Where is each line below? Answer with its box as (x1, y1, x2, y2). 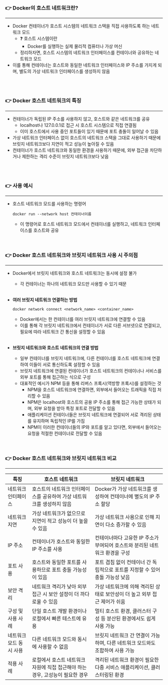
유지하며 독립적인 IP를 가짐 (32, 418, 85, 424)
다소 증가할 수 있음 (105, 521, 146, 528)
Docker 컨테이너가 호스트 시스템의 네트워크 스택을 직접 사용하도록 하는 (12, 23, 150, 29)
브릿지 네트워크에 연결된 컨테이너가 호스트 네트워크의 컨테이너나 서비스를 (19, 368, 162, 374)
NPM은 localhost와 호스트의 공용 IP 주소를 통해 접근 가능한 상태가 (27, 399, 156, 405)
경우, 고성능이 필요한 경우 (31, 671, 88, 678)
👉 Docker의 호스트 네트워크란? (5, 4, 78, 11)
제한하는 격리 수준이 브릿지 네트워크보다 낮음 (21, 153, 109, 159)
